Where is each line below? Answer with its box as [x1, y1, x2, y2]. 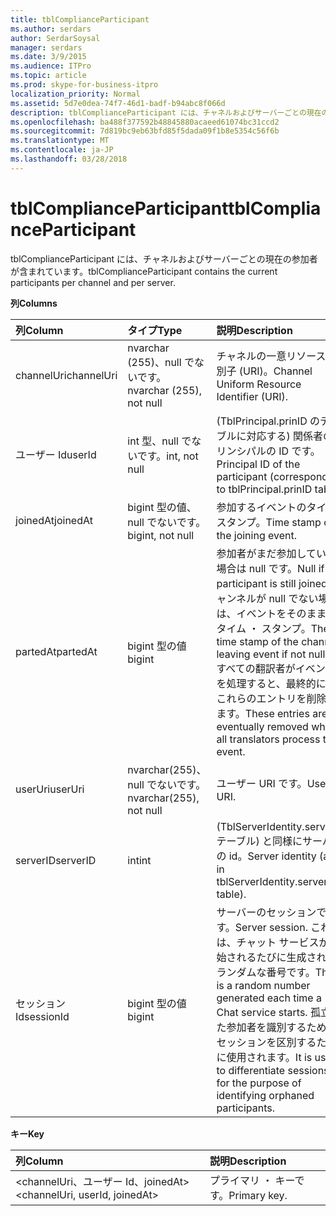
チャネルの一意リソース [216, 349, 327, 363]
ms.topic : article [10, 71, 87, 81]
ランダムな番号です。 [216, 965, 316, 979]
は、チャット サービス [216, 935, 320, 949]
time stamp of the [216, 634, 299, 648]
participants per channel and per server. [10, 276, 176, 288]
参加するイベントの [216, 500, 307, 514]
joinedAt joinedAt [15, 513, 93, 527]
